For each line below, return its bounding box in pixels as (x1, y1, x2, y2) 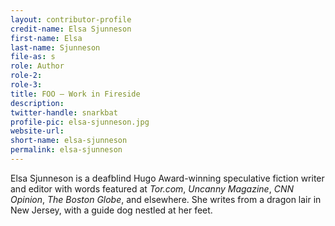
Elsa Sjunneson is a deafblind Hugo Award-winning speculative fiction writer (10, 172, 325, 184)
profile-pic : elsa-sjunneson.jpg (10, 117, 150, 127)
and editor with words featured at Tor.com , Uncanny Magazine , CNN (10, 182, 294, 195)
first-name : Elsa (10, 33, 83, 43)
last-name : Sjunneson (10, 42, 101, 53)
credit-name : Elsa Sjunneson (10, 24, 132, 34)
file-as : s (10, 52, 56, 62)
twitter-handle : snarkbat (10, 107, 118, 118)
